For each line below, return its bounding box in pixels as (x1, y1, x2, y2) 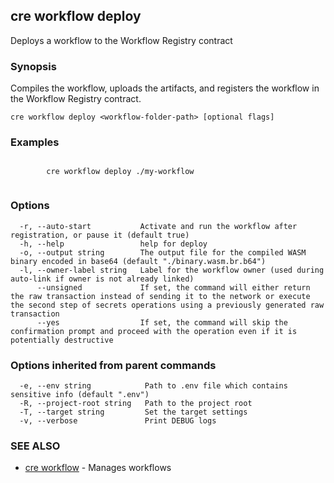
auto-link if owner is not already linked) (10, 274, 195, 284)
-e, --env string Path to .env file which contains (19, 381, 288, 391)
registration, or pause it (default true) (10, 230, 190, 240)
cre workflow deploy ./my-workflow (46, 167, 195, 177)
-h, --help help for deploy (19, 239, 208, 249)
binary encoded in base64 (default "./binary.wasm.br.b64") (10, 256, 267, 266)
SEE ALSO (10, 439, 61, 453)
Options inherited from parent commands (10, 358, 217, 372)
